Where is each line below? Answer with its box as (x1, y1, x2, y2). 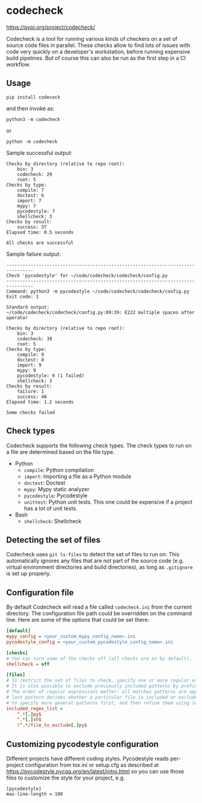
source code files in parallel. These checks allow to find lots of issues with (6, 42, 191, 49)
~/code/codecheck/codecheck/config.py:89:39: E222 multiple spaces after (6, 309, 195, 315)
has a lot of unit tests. (23, 504, 78, 512)
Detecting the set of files (6, 535, 101, 545)
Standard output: (6, 304, 50, 310)
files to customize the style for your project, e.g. (6, 774, 125, 781)
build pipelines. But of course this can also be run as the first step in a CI (6, 54, 186, 61)
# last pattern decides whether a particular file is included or (6, 694, 176, 700)
